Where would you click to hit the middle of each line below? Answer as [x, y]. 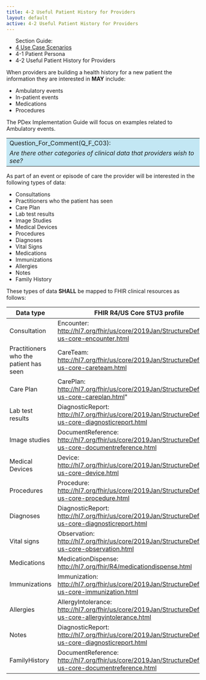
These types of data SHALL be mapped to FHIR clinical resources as [93, 291]
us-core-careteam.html [92, 368]
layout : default [27, 18]
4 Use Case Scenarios [44, 47]
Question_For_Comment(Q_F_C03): [60, 143]
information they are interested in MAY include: [66, 79]
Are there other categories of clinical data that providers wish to [102, 153]
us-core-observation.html [96, 549]
